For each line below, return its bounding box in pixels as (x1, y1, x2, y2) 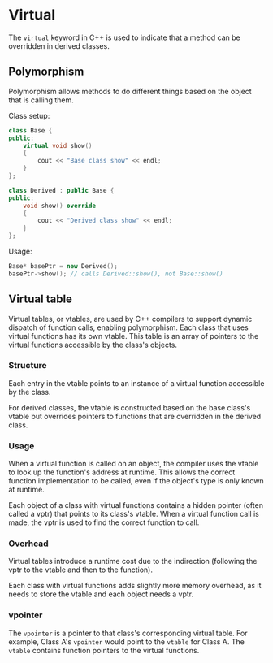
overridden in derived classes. (8, 41, 110, 50)
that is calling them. (8, 95, 75, 105)
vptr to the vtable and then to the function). (8, 565, 153, 574)
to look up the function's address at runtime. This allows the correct (8, 467, 236, 477)
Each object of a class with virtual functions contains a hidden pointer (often (8, 500, 264, 510)
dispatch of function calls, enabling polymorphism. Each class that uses (8, 323, 249, 332)
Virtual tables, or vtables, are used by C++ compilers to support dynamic (8, 314, 253, 323)
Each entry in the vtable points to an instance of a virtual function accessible (8, 378, 265, 388)
